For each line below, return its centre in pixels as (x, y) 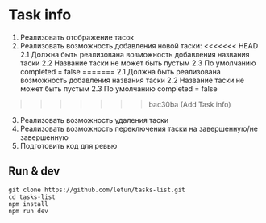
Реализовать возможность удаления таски (94, 120)
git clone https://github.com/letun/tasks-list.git (97, 190)
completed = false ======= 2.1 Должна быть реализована (121, 71)
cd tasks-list (32, 197)
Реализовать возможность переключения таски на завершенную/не (139, 128)
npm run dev (28, 211)
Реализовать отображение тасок (77, 37)
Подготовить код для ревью (69, 145)
